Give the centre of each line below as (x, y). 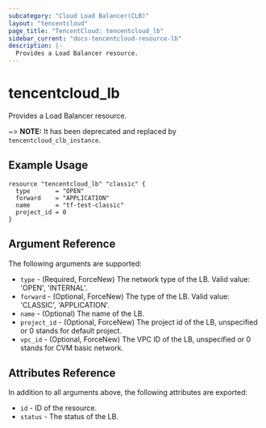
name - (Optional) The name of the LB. (82, 313)
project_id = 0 (41, 212)
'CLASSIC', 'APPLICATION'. (65, 304)
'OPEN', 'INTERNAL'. (54, 287)
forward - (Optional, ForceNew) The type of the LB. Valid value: (125, 296)
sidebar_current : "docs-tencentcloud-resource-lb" (95, 38)
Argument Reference (62, 244)
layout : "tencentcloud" (48, 23)
